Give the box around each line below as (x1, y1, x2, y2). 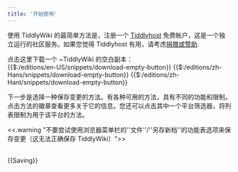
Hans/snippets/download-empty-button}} (7, 70, 129, 79)
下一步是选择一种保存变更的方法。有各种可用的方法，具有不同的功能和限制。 (7, 92, 232, 101)
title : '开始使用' (7, 10, 58, 18)
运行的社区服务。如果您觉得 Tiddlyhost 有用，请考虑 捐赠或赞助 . (13, 40, 200, 48)
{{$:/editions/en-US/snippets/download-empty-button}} (7, 63, 172, 71)
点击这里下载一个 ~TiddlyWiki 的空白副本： (7, 55, 134, 63)
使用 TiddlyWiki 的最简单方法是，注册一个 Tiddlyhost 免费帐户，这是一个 (7, 31, 220, 39)
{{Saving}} (7, 156, 38, 164)
